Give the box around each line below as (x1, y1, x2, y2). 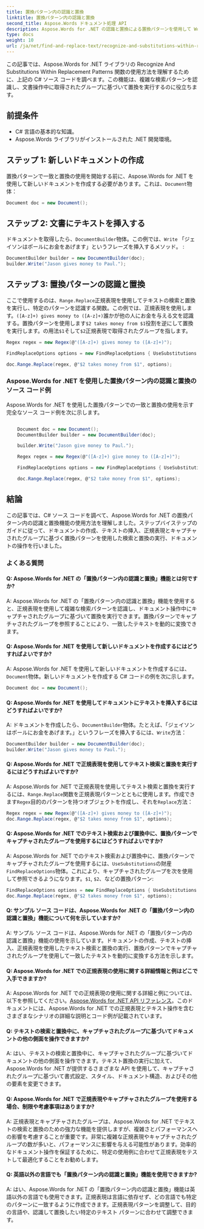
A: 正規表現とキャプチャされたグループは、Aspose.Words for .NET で (6, 1117, 180, 1125)
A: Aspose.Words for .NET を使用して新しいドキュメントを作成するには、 (6, 665, 190, 672)
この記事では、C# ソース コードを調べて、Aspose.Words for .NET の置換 (6, 511, 188, 519)
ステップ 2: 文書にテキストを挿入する (6, 218, 146, 229)
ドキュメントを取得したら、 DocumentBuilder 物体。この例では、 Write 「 (6, 235, 185, 243)
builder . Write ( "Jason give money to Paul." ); (17, 443, 135, 449)
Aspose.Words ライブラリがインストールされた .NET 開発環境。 (15, 135, 175, 143)
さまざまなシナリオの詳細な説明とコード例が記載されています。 (6, 1013, 166, 1020)
